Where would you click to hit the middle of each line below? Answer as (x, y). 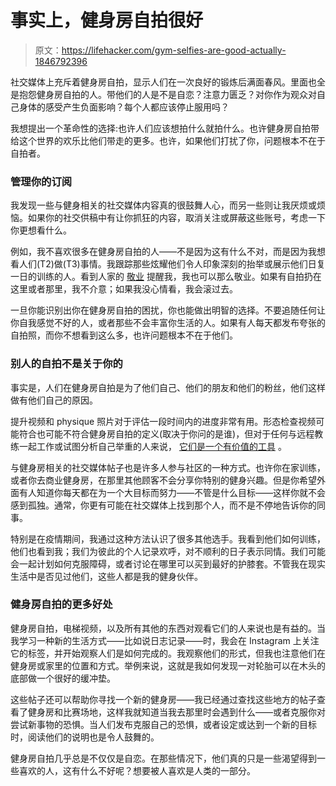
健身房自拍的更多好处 (61, 604)
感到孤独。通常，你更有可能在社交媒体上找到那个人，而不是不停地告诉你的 (163, 505)
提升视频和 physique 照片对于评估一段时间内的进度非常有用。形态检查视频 (163, 421)
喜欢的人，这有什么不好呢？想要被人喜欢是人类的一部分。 (137, 770)
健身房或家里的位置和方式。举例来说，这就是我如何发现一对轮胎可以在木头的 (168, 665)
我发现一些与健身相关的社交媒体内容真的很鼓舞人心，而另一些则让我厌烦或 (163, 205)
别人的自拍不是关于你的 (66, 364)
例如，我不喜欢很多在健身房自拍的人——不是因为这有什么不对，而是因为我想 (168, 252)
